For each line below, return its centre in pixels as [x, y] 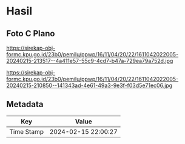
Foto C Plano [31, 34]
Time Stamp [27, 131]
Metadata [25, 104]
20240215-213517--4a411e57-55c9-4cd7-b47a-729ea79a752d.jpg [90, 61]
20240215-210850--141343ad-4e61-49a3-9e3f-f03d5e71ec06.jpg [89, 85]
